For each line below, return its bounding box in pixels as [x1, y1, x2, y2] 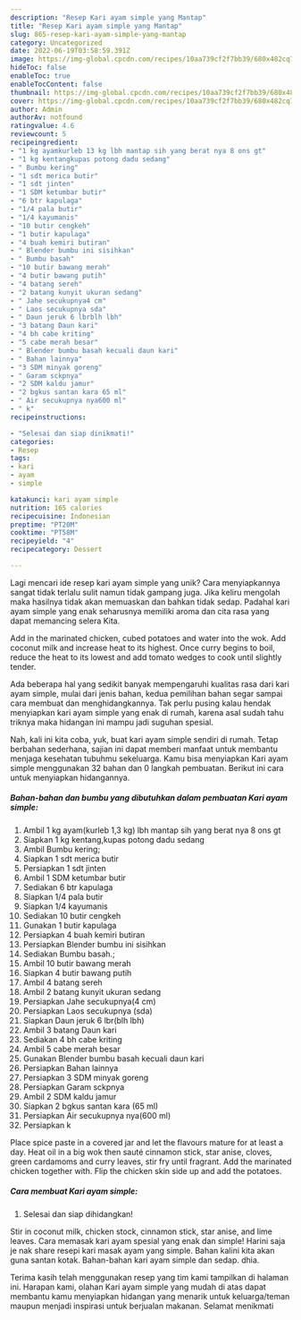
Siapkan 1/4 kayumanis [22, 901, 108, 912]
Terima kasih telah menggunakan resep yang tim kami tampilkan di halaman [10, 1272, 289, 1282]
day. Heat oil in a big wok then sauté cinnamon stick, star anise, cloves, [10, 1146, 272, 1157]
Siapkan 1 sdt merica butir [22, 853, 119, 864]
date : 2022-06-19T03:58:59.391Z [10, 47, 130, 56]
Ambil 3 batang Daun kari [22, 1024, 117, 1035]
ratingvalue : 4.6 [10, 122, 75, 131]
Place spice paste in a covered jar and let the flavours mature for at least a [10, 1136, 284, 1147]
